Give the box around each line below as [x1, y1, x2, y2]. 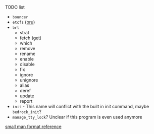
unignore [19, 77, 38, 83]
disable [19, 62, 35, 67]
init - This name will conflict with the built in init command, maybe [12, 104, 150, 109]
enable [19, 56, 34, 62]
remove [19, 46, 36, 51]
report [19, 98, 33, 104]
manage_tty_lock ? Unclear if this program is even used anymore [12, 114, 143, 120]
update [19, 93, 35, 99]
